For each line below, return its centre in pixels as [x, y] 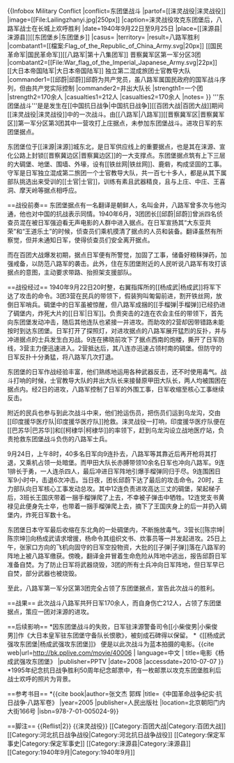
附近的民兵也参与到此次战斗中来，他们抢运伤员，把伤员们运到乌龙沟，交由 [114, 413]
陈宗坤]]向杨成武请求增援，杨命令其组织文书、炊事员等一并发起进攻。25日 [114, 538]
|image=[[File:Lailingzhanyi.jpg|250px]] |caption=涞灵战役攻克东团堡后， [112, 20]
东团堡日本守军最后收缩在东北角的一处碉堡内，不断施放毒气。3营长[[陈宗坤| [116, 529]
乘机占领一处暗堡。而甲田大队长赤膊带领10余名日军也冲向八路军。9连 [125, 462]
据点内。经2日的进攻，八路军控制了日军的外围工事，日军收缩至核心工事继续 [116, 389]
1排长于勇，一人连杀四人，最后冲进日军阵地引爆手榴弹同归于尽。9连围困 [111, 471]
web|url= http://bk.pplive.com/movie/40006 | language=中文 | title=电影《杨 [116, 653]
